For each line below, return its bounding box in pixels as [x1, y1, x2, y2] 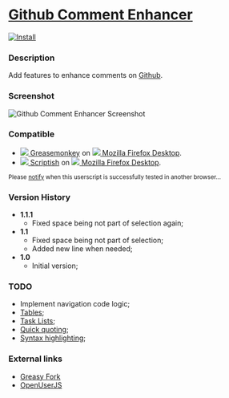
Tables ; [19, 307, 45, 318]
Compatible [8, 128, 54, 140]
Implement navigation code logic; [19, 299, 131, 309]
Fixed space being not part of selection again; [31, 218, 184, 228]
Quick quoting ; [19, 325, 70, 335]
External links [8, 353, 62, 364]
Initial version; [31, 261, 78, 270]
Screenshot [8, 91, 54, 102]
